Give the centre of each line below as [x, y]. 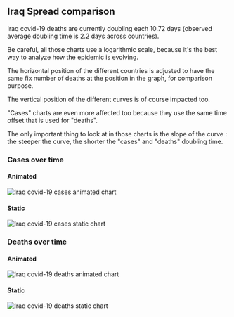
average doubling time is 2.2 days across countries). [83, 36]
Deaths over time [37, 242]
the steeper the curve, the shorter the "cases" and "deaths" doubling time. [115, 141]
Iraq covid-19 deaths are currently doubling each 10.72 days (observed [110, 28]
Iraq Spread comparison [61, 12]
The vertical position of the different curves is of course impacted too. [109, 99]
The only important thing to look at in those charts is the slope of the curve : [117, 134]
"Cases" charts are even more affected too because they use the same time [117, 112]
